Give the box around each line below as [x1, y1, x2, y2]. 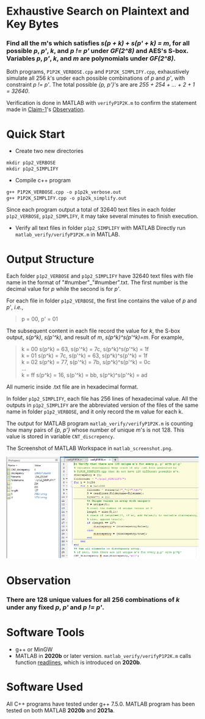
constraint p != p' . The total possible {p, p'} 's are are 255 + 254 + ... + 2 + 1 [6, 81, 195, 88]
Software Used [6, 680, 84, 694]
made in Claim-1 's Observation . [6, 106, 85, 113]
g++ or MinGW [15, 646, 53, 653]
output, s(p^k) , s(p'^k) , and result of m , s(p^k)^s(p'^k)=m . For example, [6, 334, 184, 341]
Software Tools [6, 626, 85, 640]
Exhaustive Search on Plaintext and [6, 4, 190, 18]
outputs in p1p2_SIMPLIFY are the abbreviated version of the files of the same [6, 401, 199, 409]
